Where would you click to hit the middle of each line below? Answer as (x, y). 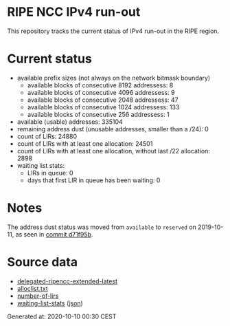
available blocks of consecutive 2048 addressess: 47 (103, 100)
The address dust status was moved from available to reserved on (102, 227)
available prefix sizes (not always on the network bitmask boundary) (114, 78)
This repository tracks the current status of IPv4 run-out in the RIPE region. (113, 31)
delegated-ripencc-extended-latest (67, 281)
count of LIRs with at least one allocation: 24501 (85, 143)
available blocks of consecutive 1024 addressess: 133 (103, 107)
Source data (42, 262)
